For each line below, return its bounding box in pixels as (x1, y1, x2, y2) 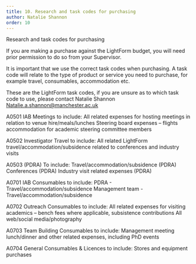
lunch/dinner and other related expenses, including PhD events (6, 233, 159, 240)
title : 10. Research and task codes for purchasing (6, 8, 136, 15)
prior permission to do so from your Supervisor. (6, 54, 122, 61)
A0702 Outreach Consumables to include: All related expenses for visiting (6, 203, 186, 210)
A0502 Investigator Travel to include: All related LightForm (6, 137, 148, 144)
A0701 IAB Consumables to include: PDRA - (6, 179, 112, 186)
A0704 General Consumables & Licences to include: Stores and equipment (6, 245, 188, 252)
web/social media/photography (6, 215, 82, 223)
